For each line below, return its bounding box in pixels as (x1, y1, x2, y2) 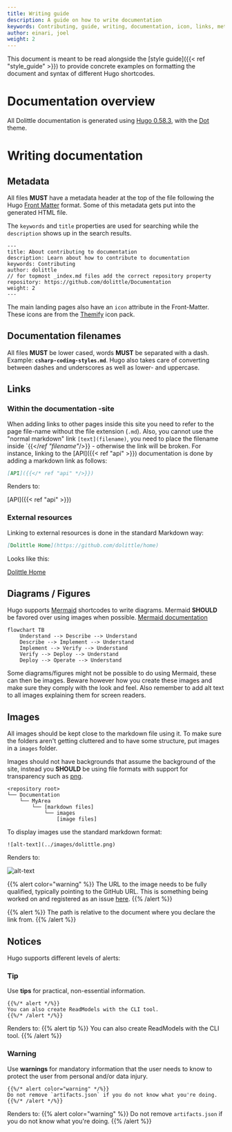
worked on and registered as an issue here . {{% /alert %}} (7, 895, 173, 903)
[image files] (56, 816, 97, 823)
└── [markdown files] (32, 804, 95, 811)
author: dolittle (7, 267, 57, 274)
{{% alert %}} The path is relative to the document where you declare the (7, 908, 215, 917)
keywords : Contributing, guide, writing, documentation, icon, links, (7, 23, 215, 30)
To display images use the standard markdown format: (7, 828, 162, 836)
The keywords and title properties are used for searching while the (7, 222, 199, 230)
